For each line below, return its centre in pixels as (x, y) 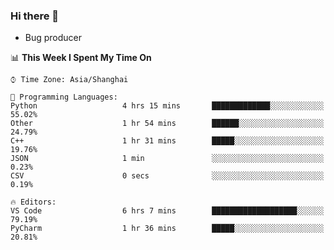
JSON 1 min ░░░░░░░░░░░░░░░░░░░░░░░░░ (167, 159)
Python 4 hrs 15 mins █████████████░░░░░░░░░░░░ (167, 106)
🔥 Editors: (33, 202)
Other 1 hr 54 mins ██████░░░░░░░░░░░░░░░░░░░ (167, 124)
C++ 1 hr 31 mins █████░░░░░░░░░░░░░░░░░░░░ (167, 141)
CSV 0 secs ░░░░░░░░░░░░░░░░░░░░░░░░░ (167, 176)
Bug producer (53, 38)
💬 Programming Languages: (64, 97)
